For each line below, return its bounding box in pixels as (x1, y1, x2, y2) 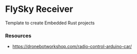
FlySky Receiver (5, 3, 73, 15)
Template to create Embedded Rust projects (5, 20, 95, 26)
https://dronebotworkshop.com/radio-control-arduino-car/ (12, 44, 132, 50)
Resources (5, 32, 32, 39)
